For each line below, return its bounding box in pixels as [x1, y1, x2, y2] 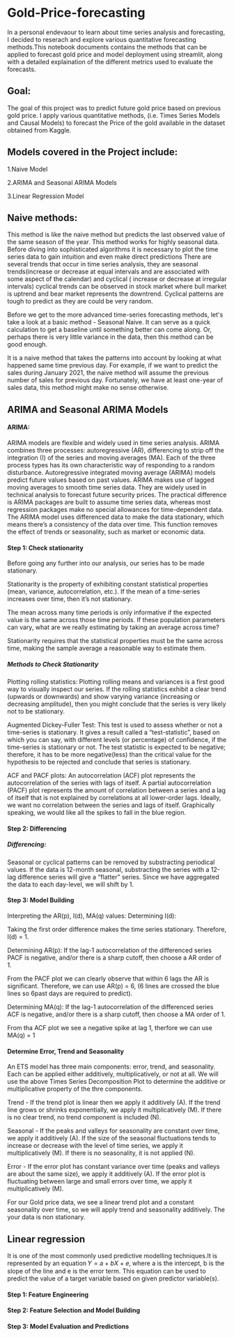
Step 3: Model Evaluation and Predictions [7, 1322, 130, 1330]
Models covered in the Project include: [7, 146, 178, 158]
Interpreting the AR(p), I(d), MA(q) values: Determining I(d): [7, 912, 176, 920]
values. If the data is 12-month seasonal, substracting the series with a [7, 865, 210, 873]
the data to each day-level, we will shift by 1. [7, 880, 134, 889]
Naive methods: [7, 211, 78, 224]
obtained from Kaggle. [7, 126, 72, 134]
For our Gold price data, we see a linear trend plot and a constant [7, 1198, 194, 1207]
